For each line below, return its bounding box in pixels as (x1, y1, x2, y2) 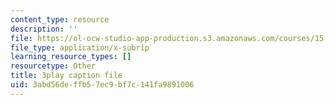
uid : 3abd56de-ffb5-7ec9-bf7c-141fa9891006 (10, 80, 195, 90)
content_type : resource (10, 14, 110, 25)
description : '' (10, 24, 78, 34)
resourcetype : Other (10, 61, 97, 71)
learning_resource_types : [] (10, 52, 132, 62)
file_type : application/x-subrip (10, 42, 150, 53)
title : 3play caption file (10, 71, 123, 81)
